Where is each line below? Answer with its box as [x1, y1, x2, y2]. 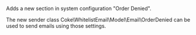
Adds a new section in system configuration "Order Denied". [6, 5, 152, 12]
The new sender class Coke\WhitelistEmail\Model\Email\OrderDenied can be [6, 16, 191, 23]
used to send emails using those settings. [6, 23, 106, 29]
